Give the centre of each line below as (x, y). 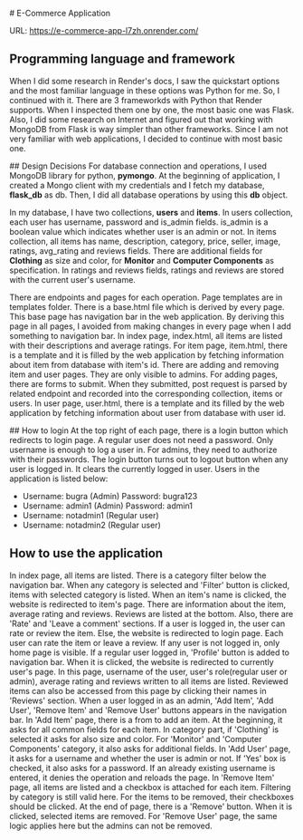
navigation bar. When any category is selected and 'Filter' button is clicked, (150, 584)
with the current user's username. (72, 279)
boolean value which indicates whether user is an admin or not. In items (143, 231)
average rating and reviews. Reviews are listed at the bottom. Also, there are (151, 613)
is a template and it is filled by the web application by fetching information (147, 355)
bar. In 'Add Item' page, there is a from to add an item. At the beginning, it (146, 719)
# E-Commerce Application (60, 13)
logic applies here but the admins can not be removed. (111, 826)
